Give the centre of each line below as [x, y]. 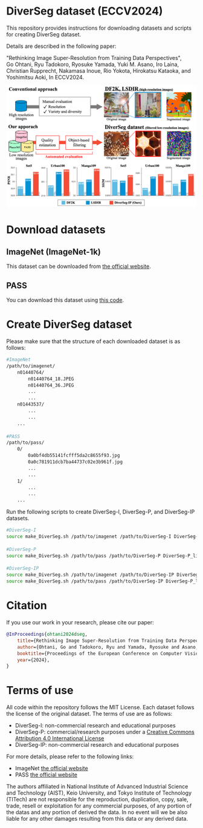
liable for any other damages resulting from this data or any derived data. [97, 819]
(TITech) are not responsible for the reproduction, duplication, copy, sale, [97, 800]
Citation [27, 606]
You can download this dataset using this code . [65, 300]
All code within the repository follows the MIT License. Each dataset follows [100, 707]
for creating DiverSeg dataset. [44, 34]
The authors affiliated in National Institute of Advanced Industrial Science [97, 787]
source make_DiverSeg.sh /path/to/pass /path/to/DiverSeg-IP [85, 581]
